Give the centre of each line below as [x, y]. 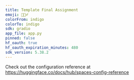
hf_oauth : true [21, 43]
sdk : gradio [18, 29]
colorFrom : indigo [25, 19]
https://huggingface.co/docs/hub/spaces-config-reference [67, 72]
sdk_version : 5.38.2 [27, 52]
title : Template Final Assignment [42, 10]
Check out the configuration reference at [48, 67]
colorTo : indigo [22, 24]
